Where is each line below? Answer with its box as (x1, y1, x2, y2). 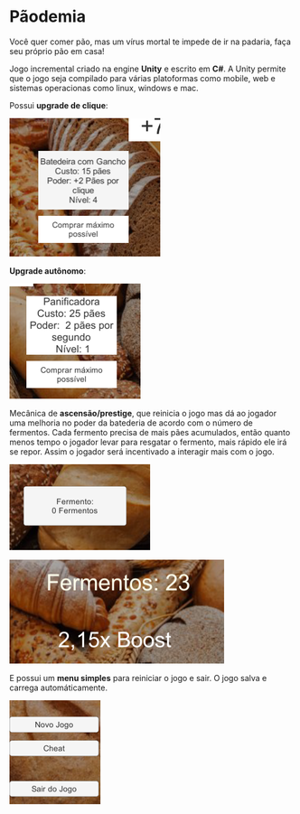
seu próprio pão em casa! (9, 45, 106, 56)
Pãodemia (9, 6, 86, 27)
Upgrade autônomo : (9, 265, 87, 276)
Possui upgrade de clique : (9, 99, 108, 110)
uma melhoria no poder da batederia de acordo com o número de (9, 417, 253, 428)
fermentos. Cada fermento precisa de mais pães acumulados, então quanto (9, 426, 291, 437)
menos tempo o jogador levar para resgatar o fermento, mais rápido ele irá (9, 436, 287, 447)
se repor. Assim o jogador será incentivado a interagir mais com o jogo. (9, 445, 275, 457)
